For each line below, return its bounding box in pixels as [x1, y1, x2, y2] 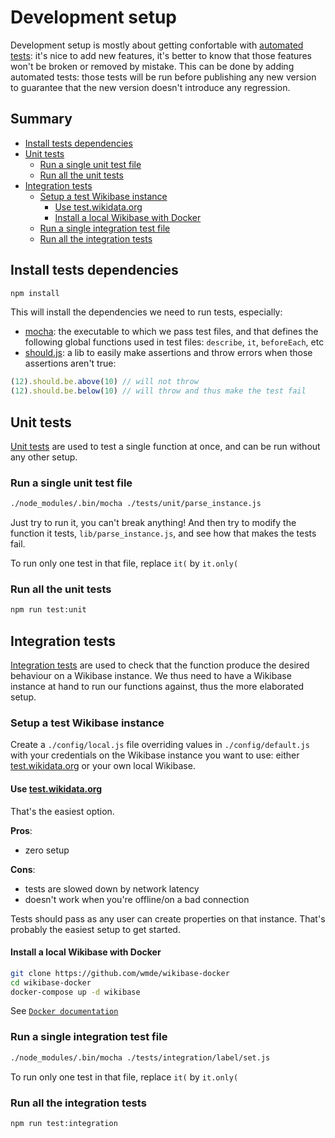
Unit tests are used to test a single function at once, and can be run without [10, 441, 321, 452]
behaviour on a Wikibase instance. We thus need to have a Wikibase [10, 670, 292, 682]
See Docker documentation [10, 1005, 119, 1017]
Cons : [10, 863, 36, 875]
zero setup [24, 844, 70, 856]
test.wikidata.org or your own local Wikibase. [10, 760, 196, 772]
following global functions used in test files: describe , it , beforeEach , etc [24, 336, 325, 348]
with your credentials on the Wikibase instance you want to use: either [10, 749, 300, 761]
